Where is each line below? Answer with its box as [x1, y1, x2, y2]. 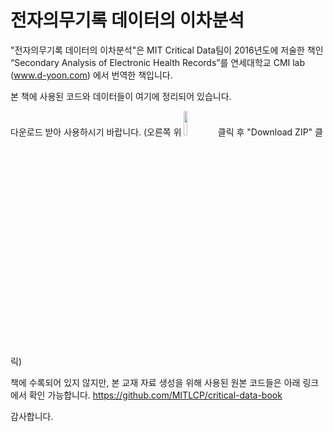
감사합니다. [10, 410, 54, 422]
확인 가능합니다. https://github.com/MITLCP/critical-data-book [28, 389, 283, 401]
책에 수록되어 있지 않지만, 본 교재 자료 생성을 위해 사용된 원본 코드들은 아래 [10, 376, 301, 388]
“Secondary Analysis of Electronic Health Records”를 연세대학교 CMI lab [10, 56, 306, 68]
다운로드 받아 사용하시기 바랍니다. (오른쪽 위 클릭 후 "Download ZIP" [10, 126, 313, 138]
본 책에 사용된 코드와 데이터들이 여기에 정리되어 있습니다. [10, 90, 232, 102]
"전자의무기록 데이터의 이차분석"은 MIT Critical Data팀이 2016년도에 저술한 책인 [10, 44, 324, 56]
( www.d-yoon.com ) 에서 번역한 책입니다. [10, 69, 173, 81]
